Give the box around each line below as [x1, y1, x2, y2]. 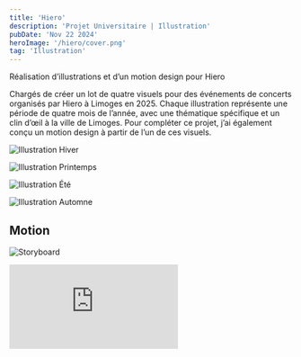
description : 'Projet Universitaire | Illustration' [9, 22, 211, 31]
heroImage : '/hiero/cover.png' [9, 38, 127, 48]
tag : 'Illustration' [9, 47, 87, 56]
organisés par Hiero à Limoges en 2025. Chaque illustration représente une [9, 98, 288, 109]
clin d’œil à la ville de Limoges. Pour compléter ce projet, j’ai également [9, 118, 272, 129]
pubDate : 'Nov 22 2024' [9, 30, 99, 39]
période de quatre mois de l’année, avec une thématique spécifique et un [9, 108, 280, 119]
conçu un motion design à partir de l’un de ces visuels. [9, 127, 212, 138]
